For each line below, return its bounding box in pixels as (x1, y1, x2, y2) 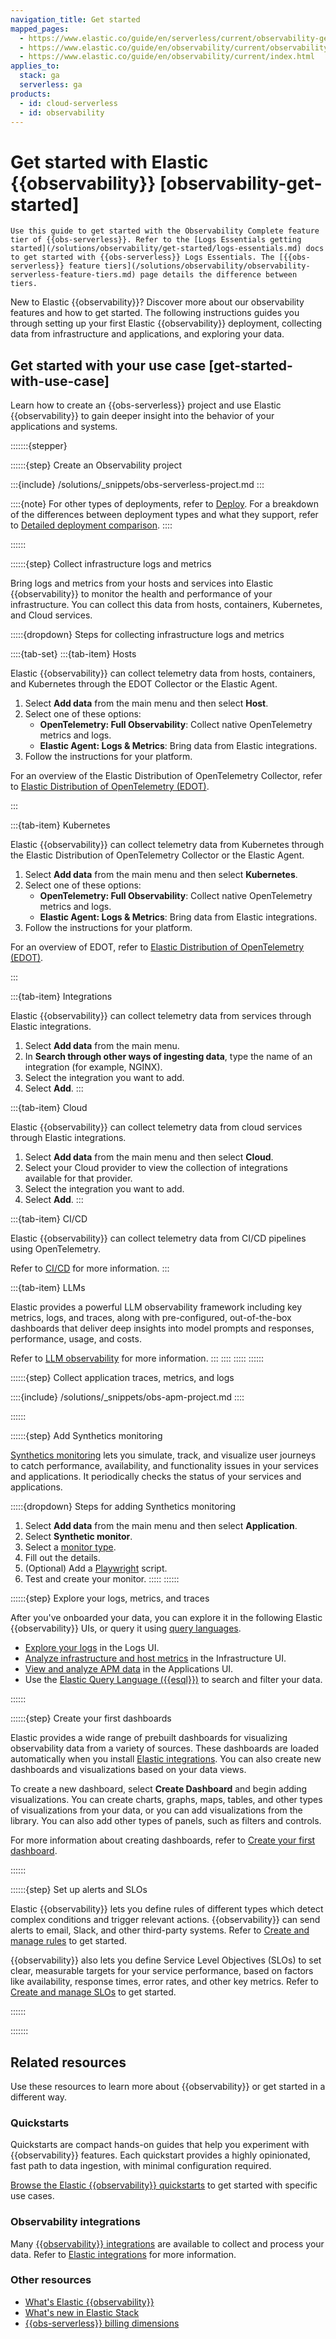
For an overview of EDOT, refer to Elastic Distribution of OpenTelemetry (10, 941, 305, 953)
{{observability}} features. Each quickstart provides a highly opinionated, (10, 2149, 311, 2161)
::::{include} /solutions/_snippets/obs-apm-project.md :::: (10, 1391, 245, 1403)
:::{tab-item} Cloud (10, 1102, 88, 1114)
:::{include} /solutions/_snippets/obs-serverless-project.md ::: (10, 479, 265, 491)
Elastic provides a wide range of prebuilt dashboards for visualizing (10, 1732, 288, 1744)
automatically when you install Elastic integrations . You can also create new (10, 1753, 322, 1765)
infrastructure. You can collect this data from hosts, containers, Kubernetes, (10, 599, 323, 611)
